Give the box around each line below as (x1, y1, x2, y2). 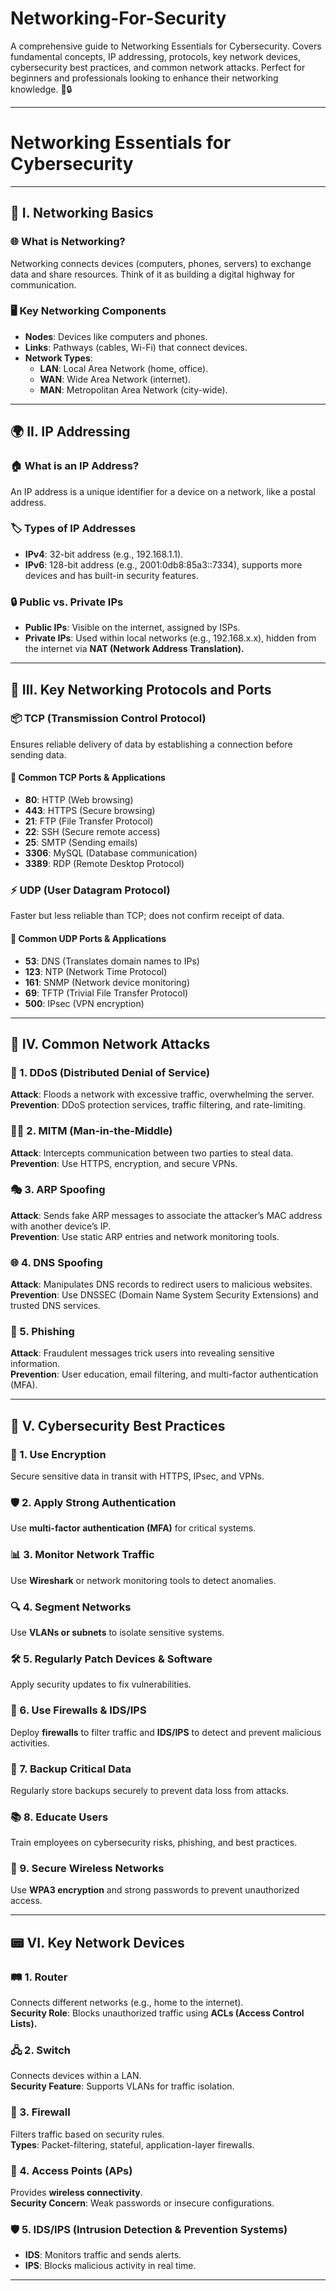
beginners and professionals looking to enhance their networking (10, 72, 279, 84)
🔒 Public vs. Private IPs (10, 595, 124, 609)
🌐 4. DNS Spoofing (10, 1255, 103, 1269)
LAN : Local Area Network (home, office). (39, 362, 209, 374)
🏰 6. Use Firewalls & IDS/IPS (10, 1703, 147, 1717)
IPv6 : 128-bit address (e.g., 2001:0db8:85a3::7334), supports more (24, 558, 303, 571)
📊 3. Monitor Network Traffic (10, 1548, 155, 1562)
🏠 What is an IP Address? (10, 459, 140, 473)
